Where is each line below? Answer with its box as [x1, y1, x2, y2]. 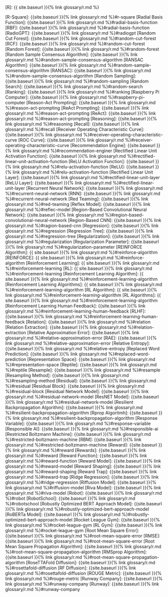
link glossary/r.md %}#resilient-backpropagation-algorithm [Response [12, 415, 158, 421]
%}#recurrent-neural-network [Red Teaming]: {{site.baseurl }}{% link [5, 196, 149, 202]
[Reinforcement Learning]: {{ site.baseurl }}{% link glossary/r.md [26, 260, 159, 266]
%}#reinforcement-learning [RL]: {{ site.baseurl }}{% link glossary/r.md [5, 265, 152, 271]
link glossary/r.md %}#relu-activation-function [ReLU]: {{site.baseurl [12, 164, 154, 170]
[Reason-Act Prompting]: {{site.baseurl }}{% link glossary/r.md [26, 100, 156, 105]
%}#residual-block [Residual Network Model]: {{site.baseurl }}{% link [5, 389, 149, 394]
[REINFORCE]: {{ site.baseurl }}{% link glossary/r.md [5, 255, 114, 261]
